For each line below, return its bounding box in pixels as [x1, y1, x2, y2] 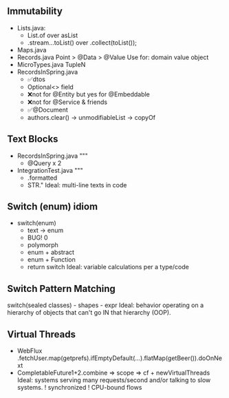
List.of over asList [27, 31, 78, 39]
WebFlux [17, 347, 43, 355]
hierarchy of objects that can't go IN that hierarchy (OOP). [7, 308, 171, 317]
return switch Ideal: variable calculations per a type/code [27, 263, 189, 271]
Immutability [7, 6, 63, 17]
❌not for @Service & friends [27, 98, 108, 106]
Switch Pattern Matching [7, 282, 116, 295]
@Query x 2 [27, 158, 62, 167]
